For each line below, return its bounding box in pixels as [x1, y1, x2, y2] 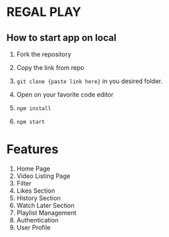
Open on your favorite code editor [16, 91, 114, 98]
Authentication [16, 216, 59, 224]
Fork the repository [16, 50, 72, 58]
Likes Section [16, 186, 55, 195]
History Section [16, 193, 61, 202]
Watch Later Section [16, 201, 75, 209]
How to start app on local [6, 32, 117, 44]
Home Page [16, 164, 51, 173]
